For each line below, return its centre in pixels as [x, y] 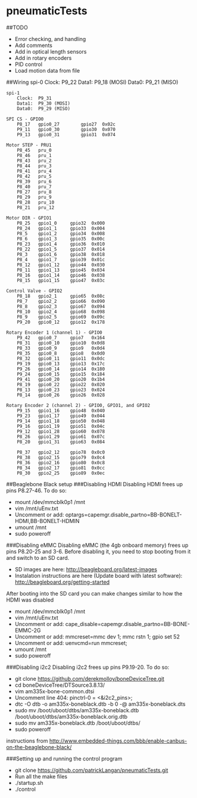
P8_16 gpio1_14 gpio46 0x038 [61, 275]
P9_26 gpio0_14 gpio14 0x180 [61, 369]
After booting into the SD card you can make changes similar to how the [94, 593]
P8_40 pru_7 [34, 187]
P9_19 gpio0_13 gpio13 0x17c [61, 364]
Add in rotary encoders [43, 58]
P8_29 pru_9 [34, 197]
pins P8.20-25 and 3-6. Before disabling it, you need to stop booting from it [98, 551]
